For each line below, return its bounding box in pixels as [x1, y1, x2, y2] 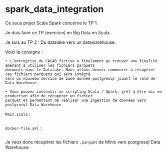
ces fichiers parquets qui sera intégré [5, 71, 91, 77]
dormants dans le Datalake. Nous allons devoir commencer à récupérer [5, 67, 155, 72]
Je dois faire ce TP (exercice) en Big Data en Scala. [5, 29, 111, 35]
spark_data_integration [5, 3, 104, 15]
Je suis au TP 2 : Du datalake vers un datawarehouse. [5, 39, 116, 45]
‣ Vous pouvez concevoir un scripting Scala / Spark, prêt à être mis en [5, 89, 162, 94]
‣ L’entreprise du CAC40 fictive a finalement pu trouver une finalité [5, 58, 157, 63]
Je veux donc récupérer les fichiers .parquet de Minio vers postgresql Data [5, 139, 161, 145]
